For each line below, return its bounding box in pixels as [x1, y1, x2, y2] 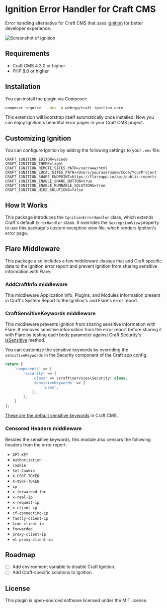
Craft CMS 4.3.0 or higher [12, 62, 66, 68]
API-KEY [12, 452, 28, 457]
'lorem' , [40, 385, 59, 390]
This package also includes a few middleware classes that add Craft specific [5, 258, 162, 264]
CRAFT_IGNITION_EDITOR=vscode [5, 157, 68, 162]
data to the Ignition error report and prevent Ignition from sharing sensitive [5, 263, 158, 269]
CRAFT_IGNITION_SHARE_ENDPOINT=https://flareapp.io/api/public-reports [5, 175, 157, 180]
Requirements [5, 49, 50, 58]
